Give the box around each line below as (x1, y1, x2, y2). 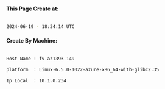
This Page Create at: (6, 5, 59, 12)
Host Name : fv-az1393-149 (6, 55, 75, 62)
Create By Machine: (6, 37, 58, 44)
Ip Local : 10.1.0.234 (6, 78, 67, 84)
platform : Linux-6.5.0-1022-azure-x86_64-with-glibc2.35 (6, 67, 160, 73)
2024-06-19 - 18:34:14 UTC (6, 24, 75, 30)
